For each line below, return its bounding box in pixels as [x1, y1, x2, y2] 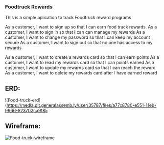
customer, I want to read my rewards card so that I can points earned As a [5, 60, 154, 66]
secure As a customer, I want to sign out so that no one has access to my [5, 40, 153, 46]
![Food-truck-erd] [5, 97, 41, 103]
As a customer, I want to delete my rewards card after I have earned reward [5, 70, 158, 76]
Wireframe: [5, 121, 41, 130]
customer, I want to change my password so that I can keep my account [5, 34, 150, 40]
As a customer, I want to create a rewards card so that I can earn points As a [5, 54, 159, 60]
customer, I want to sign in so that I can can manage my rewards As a [5, 29, 145, 35]
